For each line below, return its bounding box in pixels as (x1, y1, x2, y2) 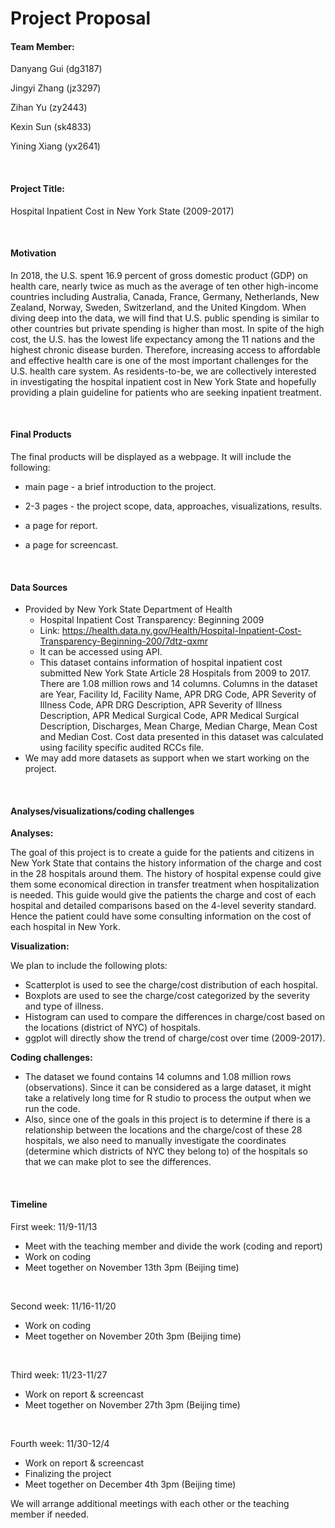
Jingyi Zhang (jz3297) (10, 82, 102, 94)
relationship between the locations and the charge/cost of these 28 (24, 1124, 303, 1136)
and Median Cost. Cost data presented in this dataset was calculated (39, 731, 324, 743)
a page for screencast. (24, 539, 119, 551)
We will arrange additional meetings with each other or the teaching (10, 1497, 290, 1509)
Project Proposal (10, 7, 152, 30)
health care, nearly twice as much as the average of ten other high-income (10, 280, 319, 292)
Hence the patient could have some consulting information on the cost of (10, 910, 312, 922)
